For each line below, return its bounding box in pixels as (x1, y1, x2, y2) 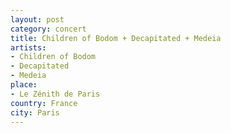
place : (10, 80, 38, 90)
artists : (10, 42, 47, 53)
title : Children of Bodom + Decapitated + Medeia (10, 33, 222, 43)
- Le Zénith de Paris (10, 89, 101, 99)
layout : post (10, 14, 65, 25)
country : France (10, 98, 78, 108)
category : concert (10, 24, 87, 34)
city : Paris (10, 107, 60, 118)
